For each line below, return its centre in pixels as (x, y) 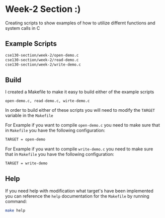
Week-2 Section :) (43, 9)
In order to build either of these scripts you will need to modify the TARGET (80, 110)
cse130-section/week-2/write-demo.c (43, 65)
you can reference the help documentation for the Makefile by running (77, 196)
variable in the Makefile (29, 116)
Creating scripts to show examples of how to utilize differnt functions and (80, 23)
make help (15, 210)
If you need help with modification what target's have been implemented (79, 191)
